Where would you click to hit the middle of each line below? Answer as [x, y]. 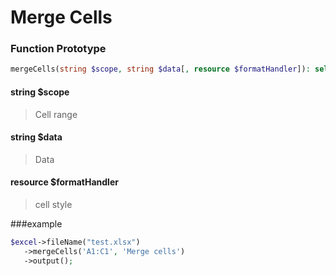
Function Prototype [58, 49]
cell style [53, 204]
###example [36, 223]
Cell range [56, 114]
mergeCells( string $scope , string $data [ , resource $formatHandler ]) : [160, 69]
